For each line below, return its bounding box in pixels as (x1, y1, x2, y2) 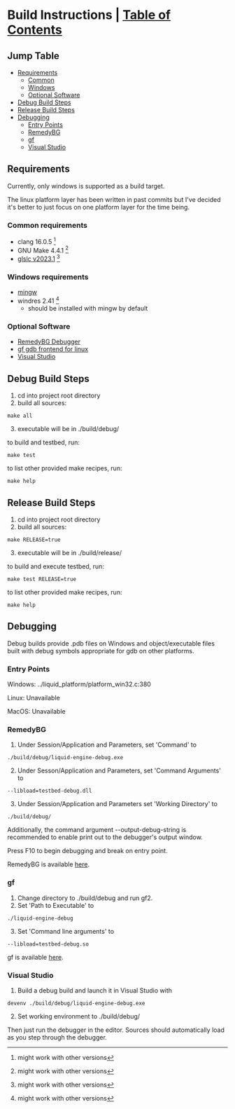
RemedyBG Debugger (17, 337, 81, 346)
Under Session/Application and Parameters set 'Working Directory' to (17, 800, 218, 808)
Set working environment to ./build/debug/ (17, 1012, 141, 1020)
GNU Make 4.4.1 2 (17, 245, 69, 254)
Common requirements (7, 220, 87, 230)
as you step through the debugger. (7, 1033, 107, 1041)
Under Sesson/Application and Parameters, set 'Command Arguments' (17, 766, 222, 775)
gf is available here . (7, 953, 64, 961)
